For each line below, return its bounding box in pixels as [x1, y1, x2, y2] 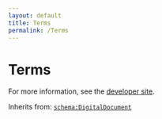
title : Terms [8, 19, 51, 27]
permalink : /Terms [8, 26, 69, 34]
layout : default [8, 11, 62, 20]
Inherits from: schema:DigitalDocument [8, 102, 132, 112]
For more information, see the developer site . [8, 86, 156, 96]
